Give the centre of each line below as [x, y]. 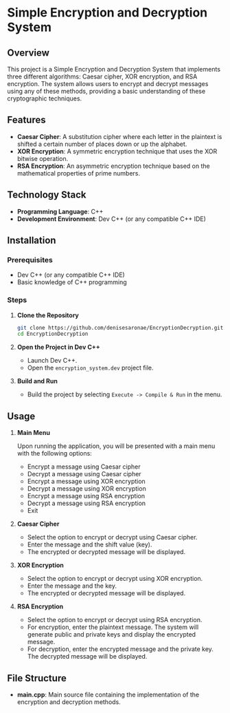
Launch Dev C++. [52, 361]
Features [26, 120]
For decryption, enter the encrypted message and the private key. [120, 649]
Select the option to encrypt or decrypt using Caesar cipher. [112, 538]
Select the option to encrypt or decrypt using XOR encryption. [115, 579]
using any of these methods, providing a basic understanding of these [106, 91]
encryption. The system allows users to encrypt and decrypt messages [108, 84]
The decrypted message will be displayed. [87, 657]
